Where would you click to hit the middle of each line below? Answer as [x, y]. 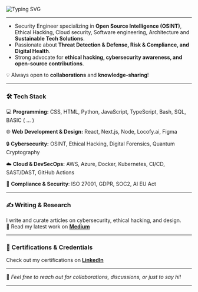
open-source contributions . [49, 64]
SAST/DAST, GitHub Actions [40, 172]
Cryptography [23, 152]
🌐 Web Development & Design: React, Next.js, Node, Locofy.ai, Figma [92, 132]
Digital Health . [32, 51]
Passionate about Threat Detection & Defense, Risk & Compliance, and [102, 45]
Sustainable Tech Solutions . [49, 39]
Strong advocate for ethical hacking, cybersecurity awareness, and [98, 57]
